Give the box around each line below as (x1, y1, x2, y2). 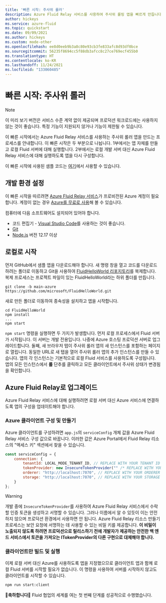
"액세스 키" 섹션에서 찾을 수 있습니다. (14, 442, 85, 448)
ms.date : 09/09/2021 (5, 30, 48, 35)
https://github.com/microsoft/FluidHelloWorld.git (5, 288, 112, 293)
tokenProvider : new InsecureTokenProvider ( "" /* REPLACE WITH (23, 466, 154, 470)
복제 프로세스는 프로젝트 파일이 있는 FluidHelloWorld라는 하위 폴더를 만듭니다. (5, 274, 156, 280)
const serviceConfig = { (5, 452, 56, 457)
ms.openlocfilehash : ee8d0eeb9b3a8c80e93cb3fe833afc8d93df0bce (5, 44, 138, 49)
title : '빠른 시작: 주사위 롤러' (5, 7, 65, 12)
